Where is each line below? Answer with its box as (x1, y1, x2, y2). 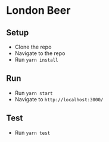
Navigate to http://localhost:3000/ (14, 95, 104, 102)
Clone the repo (14, 43, 52, 50)
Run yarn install (14, 56, 58, 63)
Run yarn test (14, 129, 51, 136)
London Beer (6, 4, 71, 17)
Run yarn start (14, 89, 53, 96)
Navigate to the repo (14, 50, 66, 57)
